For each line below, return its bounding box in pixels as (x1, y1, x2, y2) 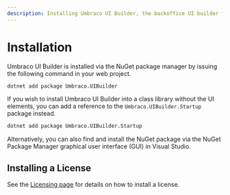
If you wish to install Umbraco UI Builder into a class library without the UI (7, 95, 214, 103)
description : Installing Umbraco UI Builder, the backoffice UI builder (7, 10, 219, 17)
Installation (7, 39, 73, 55)
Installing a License (7, 162, 92, 174)
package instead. (7, 109, 56, 118)
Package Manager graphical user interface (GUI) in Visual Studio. (7, 142, 192, 151)
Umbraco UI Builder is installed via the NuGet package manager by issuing (7, 62, 218, 70)
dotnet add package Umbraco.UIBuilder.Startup (7, 122, 142, 130)
